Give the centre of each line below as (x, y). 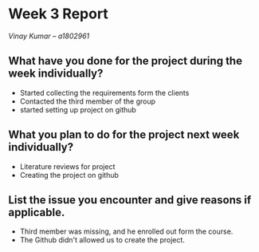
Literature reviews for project (67, 166)
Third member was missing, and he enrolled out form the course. (126, 231)
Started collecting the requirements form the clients (104, 93)
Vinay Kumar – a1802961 (49, 36)
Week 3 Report (59, 14)
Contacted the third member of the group (88, 101)
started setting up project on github (78, 109)
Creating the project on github (69, 175)
